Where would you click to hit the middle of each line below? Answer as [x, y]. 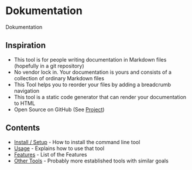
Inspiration [26, 45]
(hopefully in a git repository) [49, 66]
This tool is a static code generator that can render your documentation [100, 97]
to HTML [25, 103]
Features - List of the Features [50, 154]
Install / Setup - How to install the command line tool [77, 142]
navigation [27, 91]
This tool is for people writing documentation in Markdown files [90, 59]
